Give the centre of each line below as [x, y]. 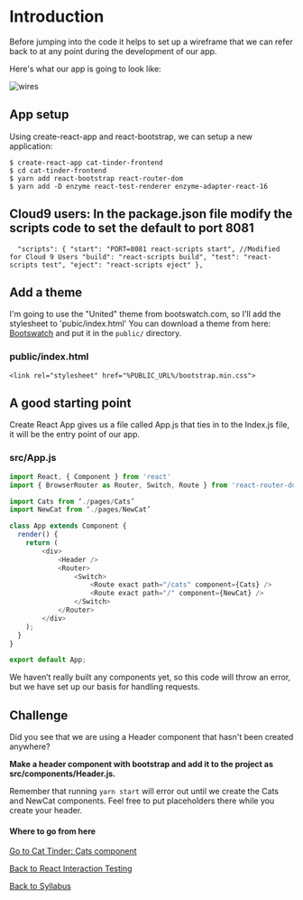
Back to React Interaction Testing [71, 868]
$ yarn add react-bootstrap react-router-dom [96, 178]
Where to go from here [53, 831]
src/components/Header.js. [62, 773]
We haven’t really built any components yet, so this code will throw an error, [150, 677]
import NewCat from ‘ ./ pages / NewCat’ [80, 510]
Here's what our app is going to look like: [85, 69]
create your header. [46, 811]
